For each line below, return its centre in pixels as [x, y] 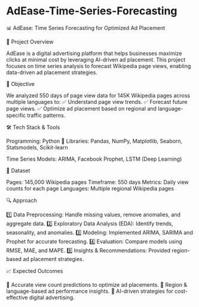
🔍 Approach [22, 200]
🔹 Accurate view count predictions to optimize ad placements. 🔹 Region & [97, 284]
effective [17, 297]
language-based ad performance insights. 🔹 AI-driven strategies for [90, 291]
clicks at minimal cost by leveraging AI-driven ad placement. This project [96, 59]
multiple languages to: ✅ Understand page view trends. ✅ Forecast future [97, 102]
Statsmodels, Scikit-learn [37, 147]
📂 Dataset [18, 170]
